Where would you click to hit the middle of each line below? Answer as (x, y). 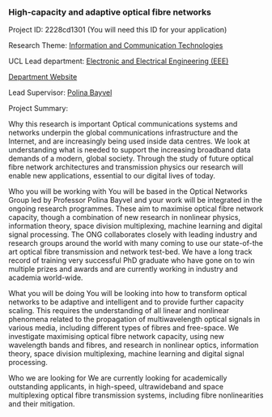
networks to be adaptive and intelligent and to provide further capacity (126, 302)
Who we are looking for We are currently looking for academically (118, 378)
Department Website (43, 77)
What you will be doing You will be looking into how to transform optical (127, 294)
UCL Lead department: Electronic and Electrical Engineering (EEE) (119, 61)
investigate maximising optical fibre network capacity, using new (116, 337)
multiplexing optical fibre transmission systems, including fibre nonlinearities (136, 395)
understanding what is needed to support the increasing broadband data (130, 150)
